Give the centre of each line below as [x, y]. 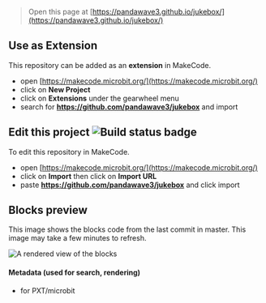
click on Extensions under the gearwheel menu [100, 98]
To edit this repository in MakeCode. [69, 151]
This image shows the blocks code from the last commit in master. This [127, 229]
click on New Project [55, 89]
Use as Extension [53, 46]
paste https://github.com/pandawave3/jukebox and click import [130, 185]
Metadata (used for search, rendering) [74, 273]
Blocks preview [48, 210]
